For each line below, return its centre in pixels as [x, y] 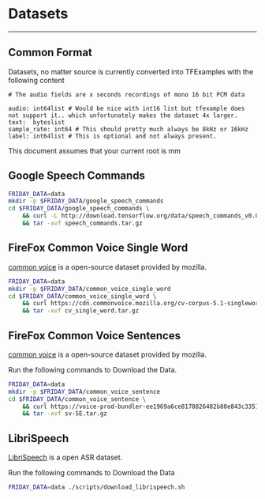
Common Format [50, 53]
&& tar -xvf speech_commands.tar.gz [83, 223]
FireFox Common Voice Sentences [95, 336]
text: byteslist [37, 122]
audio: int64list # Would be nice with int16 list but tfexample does [127, 108]
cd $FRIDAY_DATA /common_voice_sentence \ [77, 399]
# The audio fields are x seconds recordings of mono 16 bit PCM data [127, 95]
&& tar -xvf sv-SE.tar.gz [65, 414]
